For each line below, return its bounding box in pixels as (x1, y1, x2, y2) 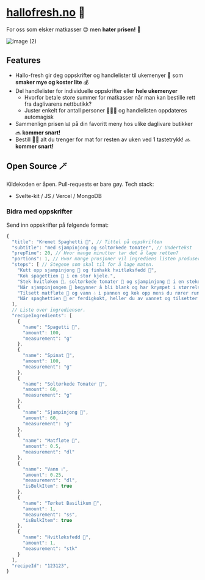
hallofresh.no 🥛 (6, 6, 85, 20)
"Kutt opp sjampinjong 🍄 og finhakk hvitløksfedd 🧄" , (17, 267, 157, 274)
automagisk (24, 113, 54, 120)
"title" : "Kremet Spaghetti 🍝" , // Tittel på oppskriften (12, 238, 163, 245)
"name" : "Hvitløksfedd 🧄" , (22, 534, 92, 540)
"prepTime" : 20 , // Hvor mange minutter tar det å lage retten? (12, 250, 179, 256)
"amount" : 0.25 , (22, 472, 64, 478)
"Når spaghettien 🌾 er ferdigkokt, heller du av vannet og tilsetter (17, 296, 198, 302)
